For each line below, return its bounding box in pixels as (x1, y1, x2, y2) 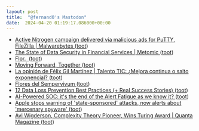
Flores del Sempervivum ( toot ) (14, 80, 90, 88)
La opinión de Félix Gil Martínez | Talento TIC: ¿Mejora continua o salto (14, 68, 189, 75)
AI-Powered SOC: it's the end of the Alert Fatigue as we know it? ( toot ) (14, 93, 189, 100)
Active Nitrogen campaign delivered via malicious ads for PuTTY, (14, 36, 175, 43)
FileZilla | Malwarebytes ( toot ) (14, 42, 88, 49)
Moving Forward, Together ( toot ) (14, 61, 96, 68)
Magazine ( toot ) (14, 118, 55, 126)
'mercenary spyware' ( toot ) (14, 105, 82, 113)
